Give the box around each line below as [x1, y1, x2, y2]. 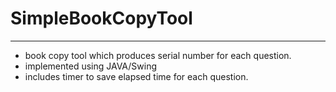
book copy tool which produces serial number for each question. [24, 49, 292, 61]
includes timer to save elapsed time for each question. [24, 70, 249, 82]
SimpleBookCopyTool [10, 7, 193, 30]
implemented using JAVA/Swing [24, 60, 158, 72]
